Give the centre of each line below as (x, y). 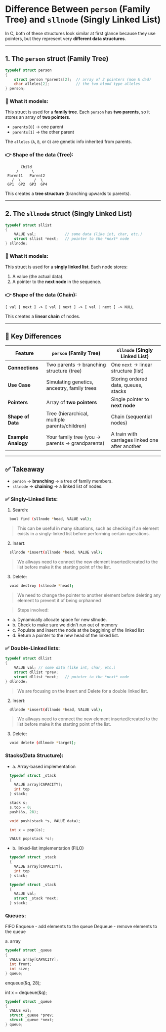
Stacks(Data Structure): (34, 755)
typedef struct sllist (28, 225)
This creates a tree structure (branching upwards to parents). (68, 193)
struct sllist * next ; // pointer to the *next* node (72, 239)
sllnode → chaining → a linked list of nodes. (57, 486)
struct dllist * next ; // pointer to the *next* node (72, 677)
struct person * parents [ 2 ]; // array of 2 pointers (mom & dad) (83, 79)
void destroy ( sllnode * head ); (42, 586)
